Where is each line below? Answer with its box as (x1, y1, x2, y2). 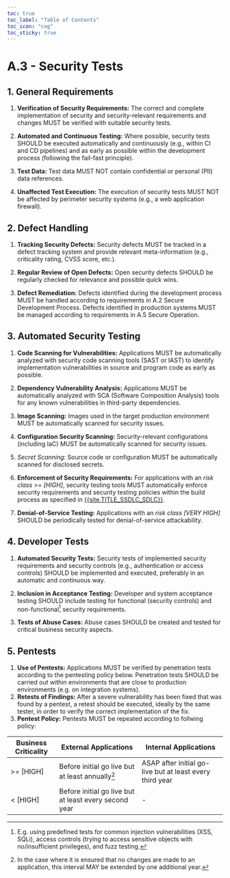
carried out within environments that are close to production (16, 678, 187, 687)
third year (141, 776, 173, 785)
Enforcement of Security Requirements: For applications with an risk (16, 473, 214, 482)
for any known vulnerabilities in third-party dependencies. (16, 399, 181, 407)
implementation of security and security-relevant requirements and (16, 111, 207, 120)
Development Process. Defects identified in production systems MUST (16, 303, 216, 312)
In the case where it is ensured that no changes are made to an (16, 855, 195, 864)
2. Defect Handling (7, 222, 89, 234)
